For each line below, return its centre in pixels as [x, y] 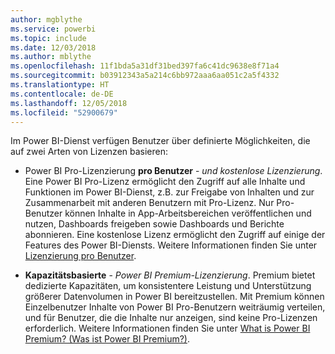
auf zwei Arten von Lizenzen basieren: [89, 152]
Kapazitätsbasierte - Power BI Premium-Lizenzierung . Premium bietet [170, 275]
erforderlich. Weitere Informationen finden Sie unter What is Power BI [167, 328]
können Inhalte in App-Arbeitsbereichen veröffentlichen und [188, 213]
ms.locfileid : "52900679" [64, 112]
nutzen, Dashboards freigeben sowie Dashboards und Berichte [154, 224]
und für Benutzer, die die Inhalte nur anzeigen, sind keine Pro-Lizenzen [171, 318]
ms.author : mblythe [51, 57]
